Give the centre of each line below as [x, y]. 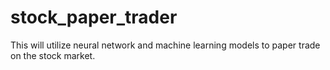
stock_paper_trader [94, 17]
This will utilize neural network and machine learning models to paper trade [165, 45]
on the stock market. [53, 55]
